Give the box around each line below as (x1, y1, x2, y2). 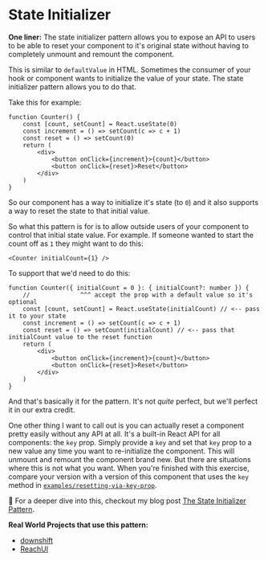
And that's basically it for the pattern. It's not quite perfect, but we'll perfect (8, 396, 258, 406)
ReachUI (19, 544, 49, 554)
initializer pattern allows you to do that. (8, 82, 136, 92)
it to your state (8, 312, 67, 320)
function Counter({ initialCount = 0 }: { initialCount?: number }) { (8, 284, 250, 292)
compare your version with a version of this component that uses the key (8, 472, 249, 481)
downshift (19, 535, 54, 545)
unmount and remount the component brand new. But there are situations (8, 454, 251, 464)
